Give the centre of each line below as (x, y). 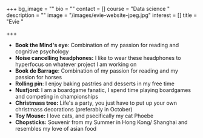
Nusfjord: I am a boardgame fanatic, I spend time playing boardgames (103, 90)
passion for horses (38, 77)
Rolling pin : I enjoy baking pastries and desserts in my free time (95, 84)
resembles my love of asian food (56, 129)
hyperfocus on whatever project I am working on (76, 64)
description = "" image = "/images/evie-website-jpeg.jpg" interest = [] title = (102, 15)
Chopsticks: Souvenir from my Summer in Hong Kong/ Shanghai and (101, 122)
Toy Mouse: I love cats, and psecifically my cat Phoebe (84, 116)
